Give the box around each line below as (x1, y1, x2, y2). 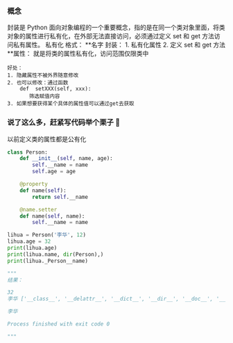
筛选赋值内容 (28, 93, 60, 100)
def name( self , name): (19, 212, 85, 220)
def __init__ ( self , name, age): (19, 155, 113, 162)
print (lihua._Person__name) (7, 257, 89, 264)
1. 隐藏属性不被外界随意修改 (7, 72, 79, 79)
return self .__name (32, 193, 89, 200)
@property (19, 181, 49, 188)
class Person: (7, 148, 49, 156)
